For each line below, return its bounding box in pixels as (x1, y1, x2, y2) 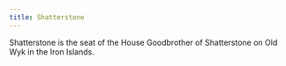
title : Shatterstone (9, 12, 86, 22)
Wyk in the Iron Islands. (9, 46, 94, 57)
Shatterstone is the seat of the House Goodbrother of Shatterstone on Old (9, 37, 278, 48)
